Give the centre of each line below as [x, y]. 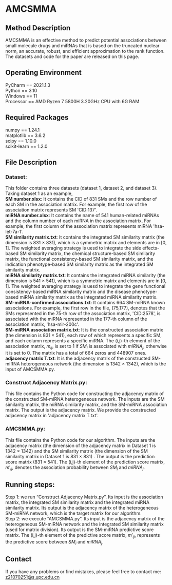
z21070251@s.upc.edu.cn [33, 577]
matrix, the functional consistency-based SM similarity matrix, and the [79, 259]
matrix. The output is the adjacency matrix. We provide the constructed [81, 410]
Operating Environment [44, 73]
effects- [151, 248]
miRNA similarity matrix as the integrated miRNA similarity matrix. [89, 297]
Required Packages [37, 118]
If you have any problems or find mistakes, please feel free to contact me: [83, 571]
